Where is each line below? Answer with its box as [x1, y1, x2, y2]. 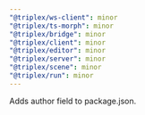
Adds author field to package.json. [9, 95, 137, 106]
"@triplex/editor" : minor [9, 46, 106, 55]
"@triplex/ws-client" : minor [9, 12, 118, 22]
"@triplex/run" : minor [9, 71, 94, 80]
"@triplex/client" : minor [9, 37, 106, 47]
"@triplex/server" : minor [9, 54, 106, 63]
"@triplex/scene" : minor [9, 63, 102, 72]
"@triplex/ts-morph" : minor [9, 21, 115, 30]
